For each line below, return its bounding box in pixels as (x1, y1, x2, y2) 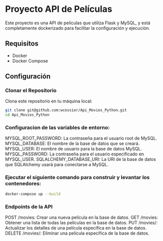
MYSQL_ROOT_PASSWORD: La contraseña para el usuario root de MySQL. (5, 135, 157, 142)
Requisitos (5, 40, 39, 48)
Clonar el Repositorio (5, 87, 57, 94)
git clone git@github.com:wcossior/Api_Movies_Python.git (5, 108, 127, 113)
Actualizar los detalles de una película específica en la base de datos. (5, 225, 147, 231)
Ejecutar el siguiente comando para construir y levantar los (5, 174, 150, 181)
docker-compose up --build (5, 192, 61, 196)
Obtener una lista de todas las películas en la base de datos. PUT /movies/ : (5, 219, 158, 226)
